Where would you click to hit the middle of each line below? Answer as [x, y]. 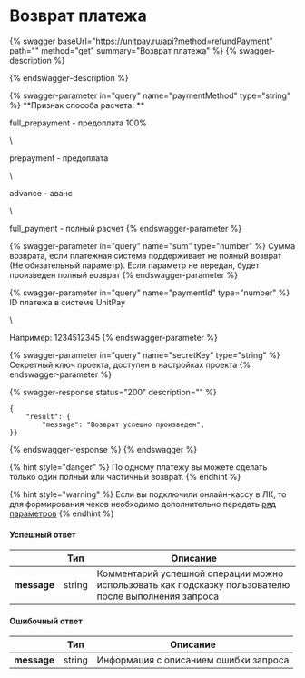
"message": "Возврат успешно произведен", [123, 424]
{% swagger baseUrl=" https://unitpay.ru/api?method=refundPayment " [142, 41]
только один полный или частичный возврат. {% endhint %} [125, 476]
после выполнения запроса [158, 596]
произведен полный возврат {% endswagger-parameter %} [124, 274]
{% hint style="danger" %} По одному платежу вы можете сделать [138, 467]
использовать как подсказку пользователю [193, 585]
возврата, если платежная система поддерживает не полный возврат [146, 255]
